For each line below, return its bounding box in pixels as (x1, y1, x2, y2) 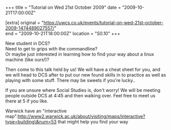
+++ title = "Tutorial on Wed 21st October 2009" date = (5, 5, 121, 10)
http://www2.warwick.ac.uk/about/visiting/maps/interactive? (17, 113, 145, 119)
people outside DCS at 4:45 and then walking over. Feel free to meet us (5, 93, 156, 98)
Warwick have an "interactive (5, 108, 67, 114)
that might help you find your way (58, 119, 129, 124)
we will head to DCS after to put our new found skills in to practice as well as (5, 72, 166, 78)
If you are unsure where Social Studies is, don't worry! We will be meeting (5, 87, 161, 93)
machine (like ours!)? (5, 57, 50, 63)
